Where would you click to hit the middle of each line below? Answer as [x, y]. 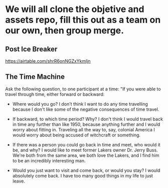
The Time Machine [35, 77]
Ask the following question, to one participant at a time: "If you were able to [83, 89]
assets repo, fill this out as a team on [83, 20]
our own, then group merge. [65, 31]
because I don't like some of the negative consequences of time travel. [86, 109]
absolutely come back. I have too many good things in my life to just [82, 175]
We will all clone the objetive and [75, 9]
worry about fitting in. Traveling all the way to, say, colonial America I [83, 129]
